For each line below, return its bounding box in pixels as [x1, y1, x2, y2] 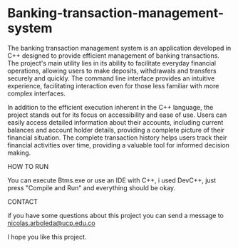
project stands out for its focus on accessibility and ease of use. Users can [7, 110, 227, 119]
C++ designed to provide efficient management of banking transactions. [7, 51, 219, 60]
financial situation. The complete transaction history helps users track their [7, 133, 227, 142]
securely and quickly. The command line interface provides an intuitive [7, 73, 215, 83]
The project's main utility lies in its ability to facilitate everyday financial [7, 58, 216, 67]
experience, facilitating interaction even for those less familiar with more [7, 81, 219, 90]
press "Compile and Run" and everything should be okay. [7, 183, 176, 192]
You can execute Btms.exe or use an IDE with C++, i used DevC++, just [7, 176, 217, 185]
